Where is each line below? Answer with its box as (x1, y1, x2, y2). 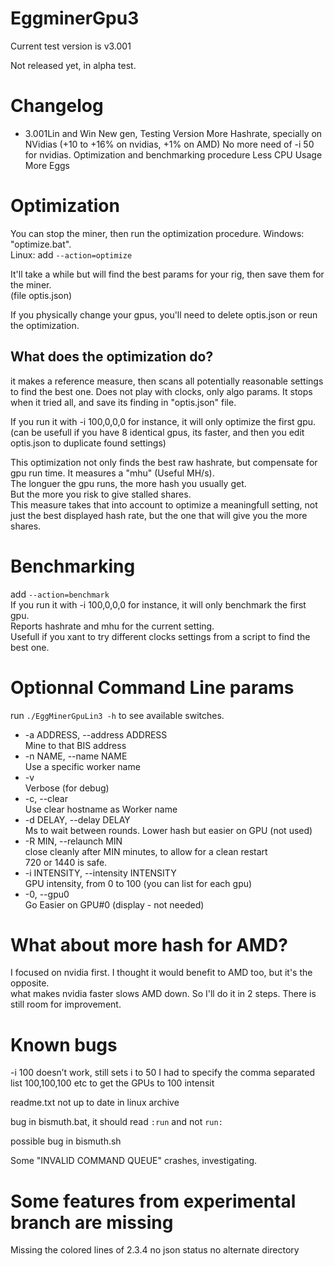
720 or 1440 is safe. (24, 856, 108, 868)
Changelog (10, 95, 104, 117)
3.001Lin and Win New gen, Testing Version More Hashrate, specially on (24, 127, 323, 139)
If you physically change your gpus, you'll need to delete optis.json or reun (10, 308, 318, 321)
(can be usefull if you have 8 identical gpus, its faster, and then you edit (10, 426, 305, 438)
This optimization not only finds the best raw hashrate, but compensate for (10, 456, 318, 468)
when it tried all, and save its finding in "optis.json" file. (10, 396, 237, 408)
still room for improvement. (10, 998, 122, 1011)
